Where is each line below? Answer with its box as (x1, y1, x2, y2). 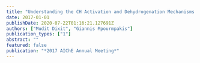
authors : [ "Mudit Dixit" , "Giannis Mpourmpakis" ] (6, 25, 133, 32)
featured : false (6, 43, 47, 49)
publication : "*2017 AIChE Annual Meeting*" (6, 48, 120, 54)
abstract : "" (6, 37, 39, 43)
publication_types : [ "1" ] (6, 31, 71, 37)
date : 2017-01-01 (6, 14, 50, 20)
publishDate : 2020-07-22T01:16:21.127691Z (6, 20, 114, 26)
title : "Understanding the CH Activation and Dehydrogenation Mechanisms (6, 8, 195, 15)
